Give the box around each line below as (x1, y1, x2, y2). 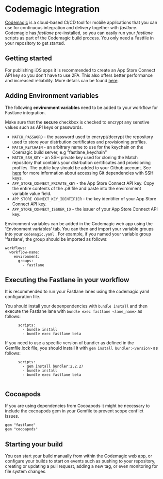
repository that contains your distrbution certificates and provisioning (12, 160, 151, 165)
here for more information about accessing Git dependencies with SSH (12, 170, 154, 176)
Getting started (5, 54, 52, 63)
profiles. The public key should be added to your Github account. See (12, 164, 151, 171)
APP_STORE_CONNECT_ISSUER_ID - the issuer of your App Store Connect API (12, 206, 158, 212)
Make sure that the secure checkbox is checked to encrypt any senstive (5, 119, 149, 125)
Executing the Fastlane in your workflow (5, 276, 130, 284)
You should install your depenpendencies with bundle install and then (5, 303, 148, 309)
